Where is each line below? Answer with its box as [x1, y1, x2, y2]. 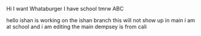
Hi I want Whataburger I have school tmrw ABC [6, 5, 124, 12]
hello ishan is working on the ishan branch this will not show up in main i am [6, 17, 196, 23]
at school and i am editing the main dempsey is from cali [6, 23, 147, 30]
